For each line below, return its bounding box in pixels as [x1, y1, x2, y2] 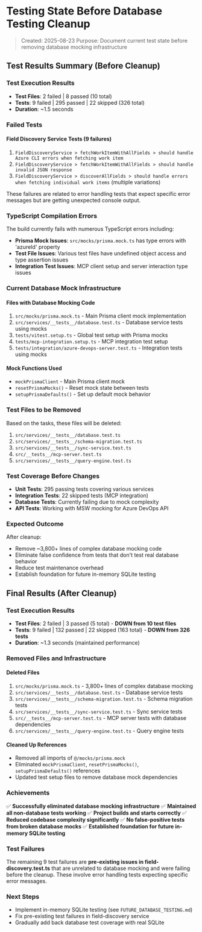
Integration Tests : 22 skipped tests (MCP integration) [14, 492, 149, 499]
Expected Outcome [6, 519, 64, 528]
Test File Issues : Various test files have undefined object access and [14, 250, 187, 257]
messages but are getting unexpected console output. [6, 196, 141, 204]
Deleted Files [6, 669, 40, 676]
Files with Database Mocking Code [6, 299, 95, 306]
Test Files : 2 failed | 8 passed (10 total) [14, 92, 113, 100]
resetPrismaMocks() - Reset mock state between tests [14, 384, 149, 392]
